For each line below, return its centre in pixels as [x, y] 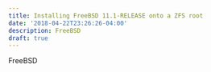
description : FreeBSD [45, 30]
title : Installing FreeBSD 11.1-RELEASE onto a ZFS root [106, 16]
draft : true [28, 38]
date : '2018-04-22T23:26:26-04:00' [68, 23]
